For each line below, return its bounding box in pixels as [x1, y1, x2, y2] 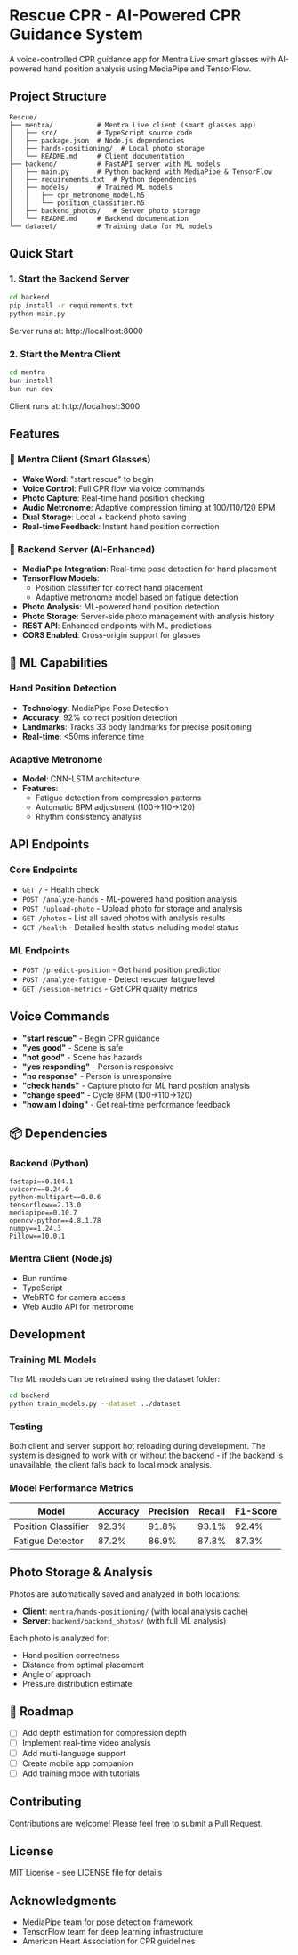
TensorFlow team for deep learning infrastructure [21, 1926, 204, 1937]
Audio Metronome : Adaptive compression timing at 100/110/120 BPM [21, 502, 276, 512]
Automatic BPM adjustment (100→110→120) [35, 801, 196, 812]
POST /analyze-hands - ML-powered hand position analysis [21, 893, 238, 904]
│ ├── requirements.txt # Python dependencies [9, 175, 197, 184]
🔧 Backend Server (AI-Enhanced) [9, 543, 156, 555]
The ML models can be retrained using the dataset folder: [9, 1374, 221, 1385]
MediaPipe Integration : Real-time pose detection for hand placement [21, 563, 277, 574]
